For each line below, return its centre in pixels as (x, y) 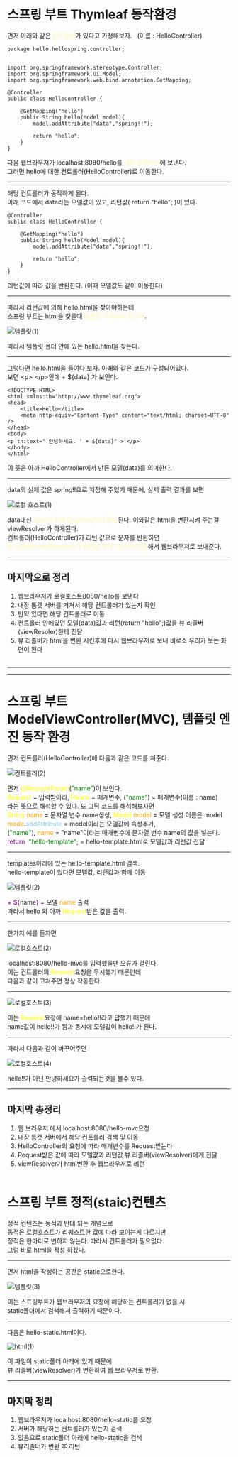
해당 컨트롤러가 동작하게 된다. (48, 193)
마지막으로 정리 (39, 578)
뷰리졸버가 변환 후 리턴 (49, 1446)
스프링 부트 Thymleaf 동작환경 (92, 15)
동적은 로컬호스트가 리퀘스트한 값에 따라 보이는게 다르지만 (87, 1232)
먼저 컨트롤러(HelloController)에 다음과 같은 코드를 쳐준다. (88, 758)
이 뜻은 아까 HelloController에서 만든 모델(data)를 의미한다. (90, 468)
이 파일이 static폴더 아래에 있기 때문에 (59, 1361)
